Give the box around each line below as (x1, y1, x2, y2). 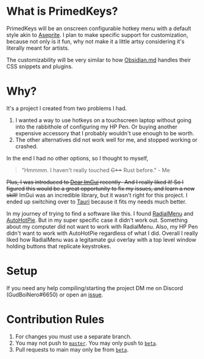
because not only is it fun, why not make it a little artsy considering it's (6, 37, 185, 45)
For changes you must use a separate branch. (15, 333, 132, 340)
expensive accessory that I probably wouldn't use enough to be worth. (15, 129, 195, 136)
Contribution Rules (6, 312, 104, 326)
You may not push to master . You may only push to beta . (15, 339, 158, 347)
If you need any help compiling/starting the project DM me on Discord (6, 284, 183, 291)
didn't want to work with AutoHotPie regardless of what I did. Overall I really (6, 229, 198, 237)
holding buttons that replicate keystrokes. (6, 242, 112, 250)
